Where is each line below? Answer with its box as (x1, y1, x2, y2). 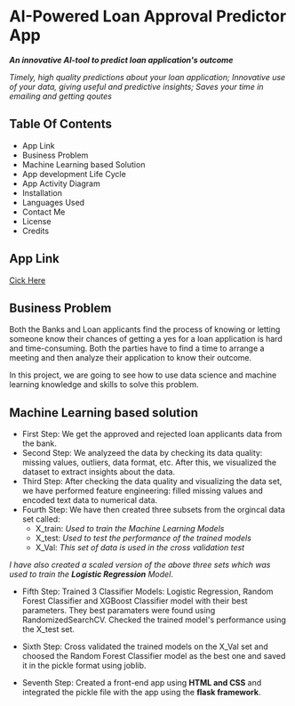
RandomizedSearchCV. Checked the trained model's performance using (21, 614, 287, 625)
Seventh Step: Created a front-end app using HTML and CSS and (21, 678, 262, 688)
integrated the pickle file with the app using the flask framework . (21, 687, 261, 698)
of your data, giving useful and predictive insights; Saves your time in (9, 81, 264, 92)
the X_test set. (21, 624, 76, 635)
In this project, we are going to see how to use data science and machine (9, 369, 277, 380)
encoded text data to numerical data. (21, 495, 158, 506)
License (21, 215, 52, 226)
